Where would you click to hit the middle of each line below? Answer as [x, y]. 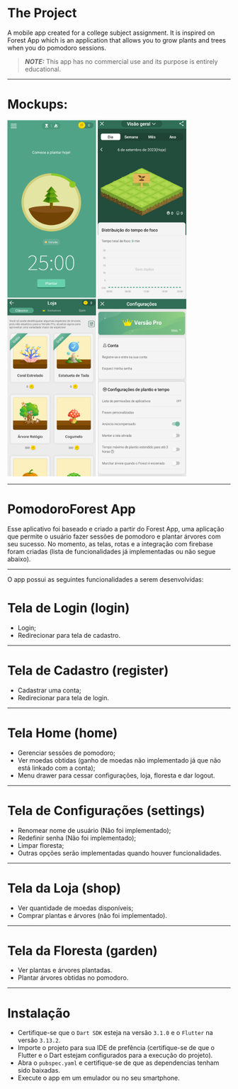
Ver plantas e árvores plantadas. [65, 971]
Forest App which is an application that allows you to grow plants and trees [117, 40]
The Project [42, 13]
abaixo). [19, 559]
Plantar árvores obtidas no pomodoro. [73, 978]
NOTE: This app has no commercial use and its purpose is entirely [121, 61]
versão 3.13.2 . [39, 1040]
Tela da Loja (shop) [64, 888]
